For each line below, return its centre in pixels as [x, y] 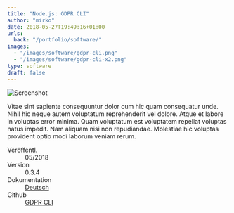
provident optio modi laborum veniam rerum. [72, 136]
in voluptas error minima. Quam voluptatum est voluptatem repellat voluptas [117, 121]
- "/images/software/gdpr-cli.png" [66, 53]
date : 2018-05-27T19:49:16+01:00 [56, 27]
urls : [15, 33]
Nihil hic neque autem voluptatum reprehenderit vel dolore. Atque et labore [116, 114]
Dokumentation [30, 179]
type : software [30, 66]
